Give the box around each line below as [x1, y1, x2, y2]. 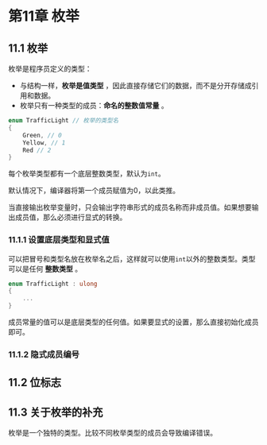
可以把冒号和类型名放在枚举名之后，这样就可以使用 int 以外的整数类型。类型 [8, 253, 256, 263]
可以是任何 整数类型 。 [8, 264, 82, 273]
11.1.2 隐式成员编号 [8, 349, 79, 360]
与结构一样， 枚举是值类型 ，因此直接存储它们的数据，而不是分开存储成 [19, 81, 252, 90]
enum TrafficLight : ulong [8, 280, 98, 288]
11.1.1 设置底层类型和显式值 [8, 234, 110, 246]
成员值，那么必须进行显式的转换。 [14, 212, 127, 222]
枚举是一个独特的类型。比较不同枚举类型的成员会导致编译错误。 [8, 428, 217, 438]
